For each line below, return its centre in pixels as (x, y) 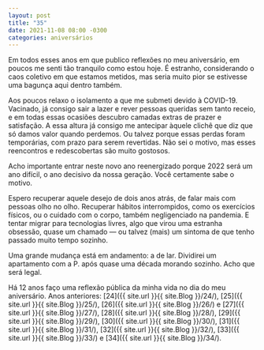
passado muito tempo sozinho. (58, 240)
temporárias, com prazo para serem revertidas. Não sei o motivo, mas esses (132, 142)
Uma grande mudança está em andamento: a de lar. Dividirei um (112, 256)
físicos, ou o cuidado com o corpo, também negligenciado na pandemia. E (129, 215)
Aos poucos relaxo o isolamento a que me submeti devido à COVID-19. (123, 100)
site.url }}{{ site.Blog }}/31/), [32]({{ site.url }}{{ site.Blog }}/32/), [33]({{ (124, 329)
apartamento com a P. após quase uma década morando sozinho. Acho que (132, 264)
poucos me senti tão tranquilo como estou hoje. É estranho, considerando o (131, 69)
